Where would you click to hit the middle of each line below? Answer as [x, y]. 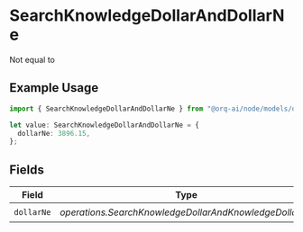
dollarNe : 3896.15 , [54, 133]
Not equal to [32, 59]
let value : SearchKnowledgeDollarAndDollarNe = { [105, 125]
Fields [27, 170]
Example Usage [54, 88]
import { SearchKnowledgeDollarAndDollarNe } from [106, 109]
